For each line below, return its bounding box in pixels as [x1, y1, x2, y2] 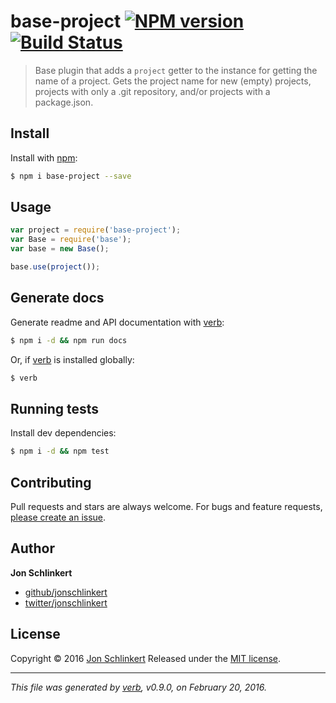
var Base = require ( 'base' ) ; [10, 235, 132, 245]
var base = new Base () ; [10, 244, 110, 254]
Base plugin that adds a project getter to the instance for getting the [34, 64, 318, 76]
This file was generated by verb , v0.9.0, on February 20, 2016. [10, 681, 267, 693]
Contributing [10, 474, 92, 491]
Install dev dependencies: [10, 427, 117, 439]
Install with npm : [10, 151, 78, 164]
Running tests [10, 400, 100, 417]
